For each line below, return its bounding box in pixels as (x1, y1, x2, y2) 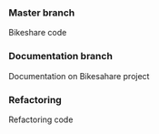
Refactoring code (8, 114, 74, 125)
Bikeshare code (8, 27, 67, 38)
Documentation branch (8, 50, 113, 63)
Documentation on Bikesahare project (8, 70, 150, 81)
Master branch (8, 6, 75, 19)
